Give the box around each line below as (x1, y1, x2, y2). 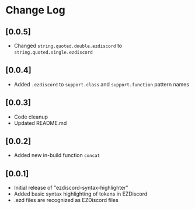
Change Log (5, 4, 65, 17)
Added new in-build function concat (13, 152, 100, 159)
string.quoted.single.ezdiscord (13, 50, 93, 55)
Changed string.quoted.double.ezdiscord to (13, 42, 123, 49)
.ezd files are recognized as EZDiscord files (13, 197, 119, 204)
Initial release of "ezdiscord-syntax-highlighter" (13, 184, 129, 191)
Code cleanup (13, 113, 48, 120)
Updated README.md (13, 119, 67, 126)
